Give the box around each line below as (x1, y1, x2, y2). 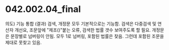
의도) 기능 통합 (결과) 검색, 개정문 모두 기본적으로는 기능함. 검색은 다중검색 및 (5, 20, 156, 26)
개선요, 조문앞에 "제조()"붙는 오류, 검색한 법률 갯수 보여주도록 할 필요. (14, 26, 151, 33)
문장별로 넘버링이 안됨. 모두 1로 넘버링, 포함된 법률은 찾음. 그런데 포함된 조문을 (10, 33, 164, 39)
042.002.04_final (5, 3, 81, 15)
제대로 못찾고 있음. (5, 39, 42, 45)
